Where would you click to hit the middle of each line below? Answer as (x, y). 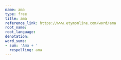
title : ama (16, 18)
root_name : (16, 28)
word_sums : (16, 41)
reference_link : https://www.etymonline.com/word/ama (61, 23)
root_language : (20, 32)
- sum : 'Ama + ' (21, 45)
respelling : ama (26, 50)
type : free (16, 14)
